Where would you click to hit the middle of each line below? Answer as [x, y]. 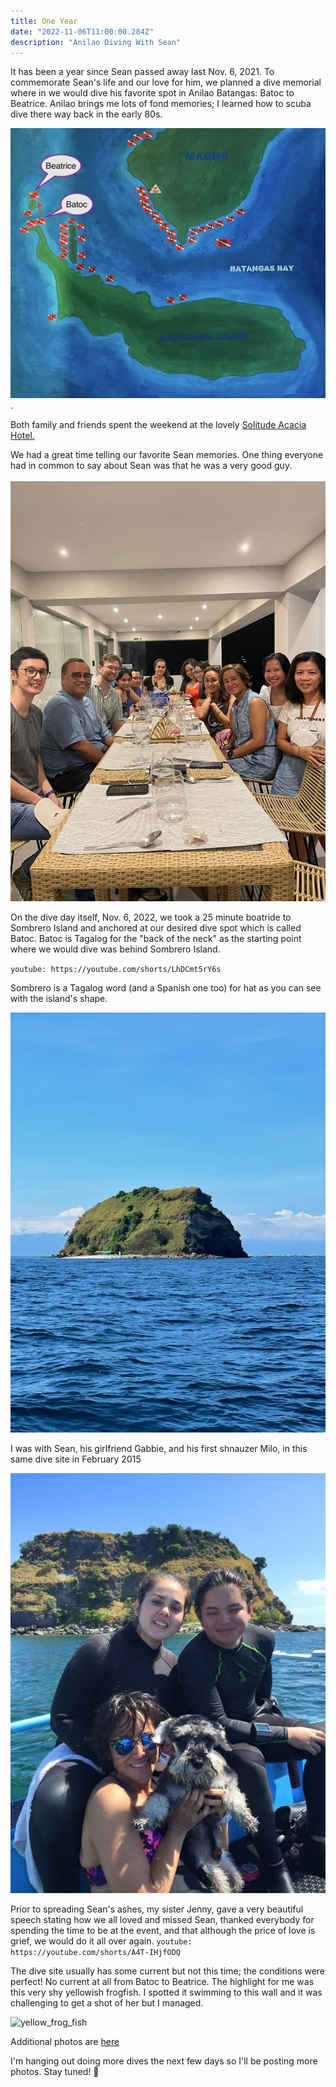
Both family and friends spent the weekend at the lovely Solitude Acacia [158, 425]
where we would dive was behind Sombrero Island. [115, 949]
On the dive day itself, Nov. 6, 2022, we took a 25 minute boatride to [151, 917]
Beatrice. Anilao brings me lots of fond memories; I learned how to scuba [161, 104]
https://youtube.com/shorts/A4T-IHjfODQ [96, 1953]
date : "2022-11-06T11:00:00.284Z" [82, 31]
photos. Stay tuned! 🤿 [55, 2072]
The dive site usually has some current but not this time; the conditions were [168, 1971]
